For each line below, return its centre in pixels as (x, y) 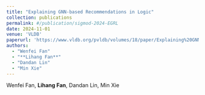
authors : (17, 46)
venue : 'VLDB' (24, 34)
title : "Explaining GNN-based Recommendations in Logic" (80, 12)
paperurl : (19, 40)
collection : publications (39, 18)
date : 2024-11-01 (28, 29)
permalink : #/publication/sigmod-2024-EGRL (63, 23)
